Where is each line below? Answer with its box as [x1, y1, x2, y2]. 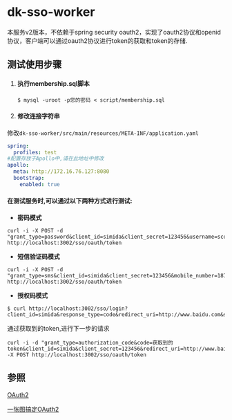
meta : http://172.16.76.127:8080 [13, 168, 110, 175]
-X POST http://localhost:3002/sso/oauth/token [7, 351, 147, 358]
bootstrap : [13, 174, 45, 182]
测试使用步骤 [7, 59, 62, 71]
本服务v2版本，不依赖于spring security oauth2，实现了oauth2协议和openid [7, 28, 221, 36]
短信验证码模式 [17, 253, 60, 261]
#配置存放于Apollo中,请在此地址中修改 [7, 155, 104, 163]
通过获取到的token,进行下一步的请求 [7, 325, 110, 333]
